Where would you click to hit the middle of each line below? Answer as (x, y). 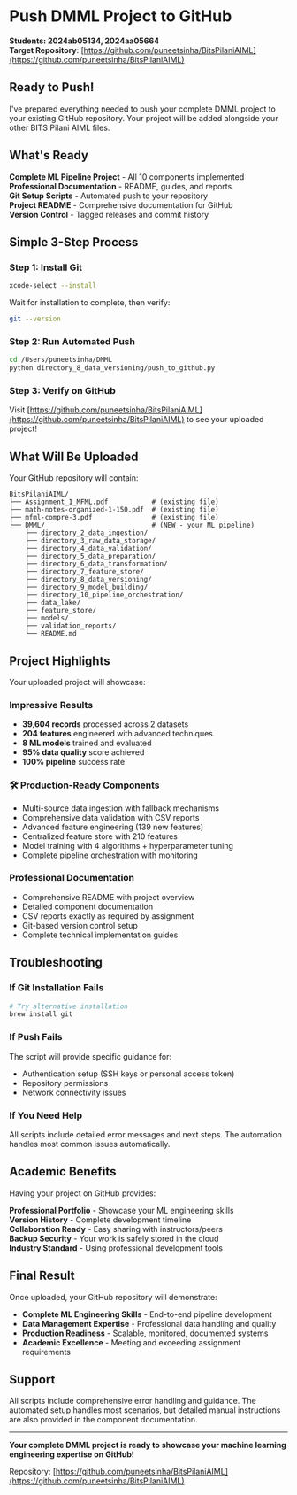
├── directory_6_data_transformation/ (96, 564)
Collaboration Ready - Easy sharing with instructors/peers (116, 1229)
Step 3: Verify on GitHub (63, 390)
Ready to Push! (52, 87)
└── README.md (51, 634)
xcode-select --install (53, 286)
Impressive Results (51, 705)
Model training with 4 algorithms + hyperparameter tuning (128, 845)
